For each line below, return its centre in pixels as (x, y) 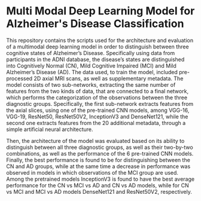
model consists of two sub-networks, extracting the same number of (91, 84)
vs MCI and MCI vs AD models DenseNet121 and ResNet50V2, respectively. (99, 191)
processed (19, 78)
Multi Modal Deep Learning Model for (100, 11)
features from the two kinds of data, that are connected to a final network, (98, 91)
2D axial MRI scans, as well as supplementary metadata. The (109, 78)
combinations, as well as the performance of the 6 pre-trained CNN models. (100, 153)
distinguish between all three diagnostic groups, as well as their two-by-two (100, 147)
